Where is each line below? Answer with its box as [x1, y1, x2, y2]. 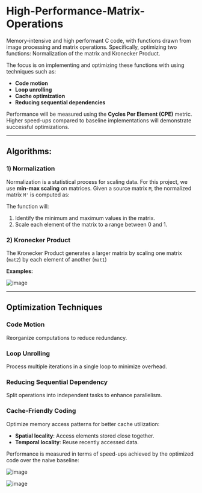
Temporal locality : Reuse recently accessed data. [14, 438, 139, 445]
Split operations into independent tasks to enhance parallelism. [6, 392, 162, 399]
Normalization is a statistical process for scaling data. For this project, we [6, 178, 188, 185]
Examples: [6, 267, 33, 275]
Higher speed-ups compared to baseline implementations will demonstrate [6, 116, 192, 124]
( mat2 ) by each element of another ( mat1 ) [6, 256, 107, 263]
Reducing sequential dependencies [14, 98, 106, 106]
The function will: [6, 203, 49, 210]
